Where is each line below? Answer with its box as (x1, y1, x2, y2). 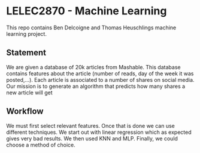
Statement (6, 48, 47, 58)
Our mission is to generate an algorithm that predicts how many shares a (6, 82, 186, 90)
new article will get (6, 88, 53, 96)
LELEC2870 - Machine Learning (6, 4, 167, 18)
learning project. (6, 30, 47, 37)
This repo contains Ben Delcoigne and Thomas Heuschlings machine (6, 24, 177, 31)
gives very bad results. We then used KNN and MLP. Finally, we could (6, 134, 178, 142)
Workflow (6, 106, 44, 117)
